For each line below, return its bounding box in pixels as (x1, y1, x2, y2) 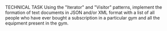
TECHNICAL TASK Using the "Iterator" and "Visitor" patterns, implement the (5, 4, 162, 10)
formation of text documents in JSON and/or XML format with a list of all (5, 9, 155, 15)
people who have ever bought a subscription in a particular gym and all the (5, 15, 160, 20)
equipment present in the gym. (5, 20, 69, 26)
